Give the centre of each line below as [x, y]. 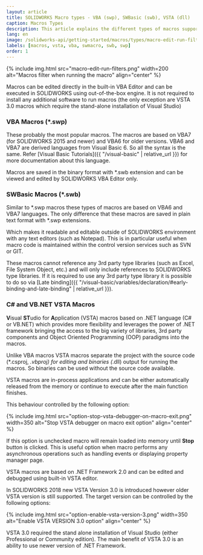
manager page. [25, 460]
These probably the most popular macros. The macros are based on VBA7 [99, 135]
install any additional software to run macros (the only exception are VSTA [98, 99]
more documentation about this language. [58, 160]
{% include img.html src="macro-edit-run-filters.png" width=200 [88, 68]
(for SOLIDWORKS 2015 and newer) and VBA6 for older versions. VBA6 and [100, 141]
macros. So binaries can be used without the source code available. [91, 368]
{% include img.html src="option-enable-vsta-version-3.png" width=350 [97, 514]
